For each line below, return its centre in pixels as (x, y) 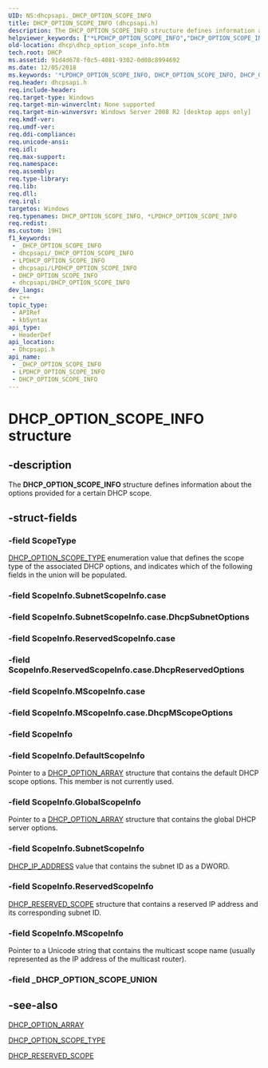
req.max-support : (37, 156)
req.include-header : (43, 90)
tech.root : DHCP (35, 53)
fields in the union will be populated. (68, 575)
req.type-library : (39, 179)
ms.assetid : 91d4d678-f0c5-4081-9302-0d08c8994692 (94, 61)
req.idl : (23, 149)
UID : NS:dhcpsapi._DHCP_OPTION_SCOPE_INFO (80, 16)
